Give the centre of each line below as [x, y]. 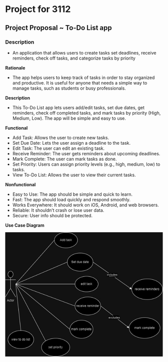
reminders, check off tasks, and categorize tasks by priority [74, 58]
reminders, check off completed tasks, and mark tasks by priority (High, [86, 113]
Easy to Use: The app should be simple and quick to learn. [72, 194]
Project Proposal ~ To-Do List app [58, 28]
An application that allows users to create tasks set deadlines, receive [84, 53]
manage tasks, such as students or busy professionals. [69, 88]
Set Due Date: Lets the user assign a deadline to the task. [71, 143]
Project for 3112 [38, 9]
